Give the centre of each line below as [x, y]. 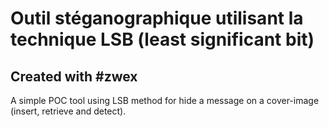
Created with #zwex [74, 76]
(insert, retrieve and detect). [68, 111]
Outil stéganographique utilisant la [157, 18]
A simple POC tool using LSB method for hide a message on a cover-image [165, 100]
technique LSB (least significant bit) [162, 39]
